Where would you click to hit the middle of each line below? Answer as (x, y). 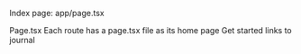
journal (23, 40)
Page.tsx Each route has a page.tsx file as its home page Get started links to (151, 30)
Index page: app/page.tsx (57, 13)
